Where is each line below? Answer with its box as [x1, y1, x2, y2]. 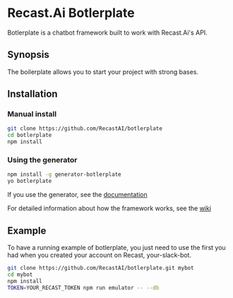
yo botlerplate [7, 178, 52, 185]
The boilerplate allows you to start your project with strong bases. [7, 67, 199, 76]
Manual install [7, 109, 57, 119]
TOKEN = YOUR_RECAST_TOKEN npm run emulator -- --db [7, 284, 160, 291]
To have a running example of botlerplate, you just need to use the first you [7, 243, 226, 251]
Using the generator [7, 155, 78, 165]
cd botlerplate [7, 132, 52, 139]
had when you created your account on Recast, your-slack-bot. [7, 251, 192, 259]
